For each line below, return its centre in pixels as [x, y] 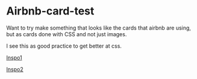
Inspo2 [15, 69]
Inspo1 [14, 57]
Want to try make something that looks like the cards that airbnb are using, [99, 28]
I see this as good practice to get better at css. [64, 46]
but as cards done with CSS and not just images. [67, 34]
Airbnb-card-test [50, 11]
